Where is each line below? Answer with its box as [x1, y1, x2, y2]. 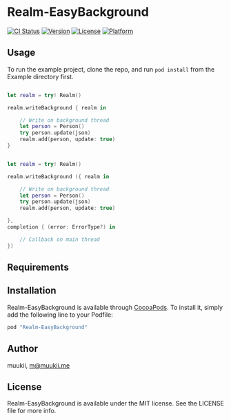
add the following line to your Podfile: [7, 311, 114, 319]
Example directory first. [7, 72, 74, 81]
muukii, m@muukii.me [7, 361, 70, 369]
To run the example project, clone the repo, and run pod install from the [7, 65, 215, 73]
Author [7, 343, 38, 355]
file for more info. [7, 407, 57, 415]
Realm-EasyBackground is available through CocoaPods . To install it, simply [7, 303, 223, 311]
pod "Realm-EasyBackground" [7, 324, 88, 330]
